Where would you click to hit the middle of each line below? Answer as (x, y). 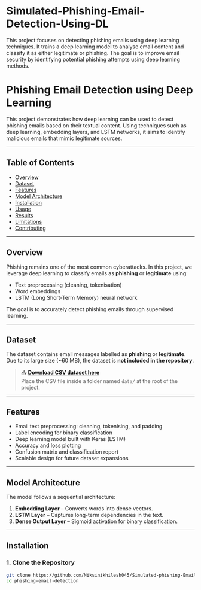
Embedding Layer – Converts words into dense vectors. (84, 508)
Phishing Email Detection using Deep (100, 90)
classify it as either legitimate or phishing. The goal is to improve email (93, 53)
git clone (19, 575)
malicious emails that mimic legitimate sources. (64, 138)
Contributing (30, 228)
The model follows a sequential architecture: (61, 497)
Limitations (28, 221)
